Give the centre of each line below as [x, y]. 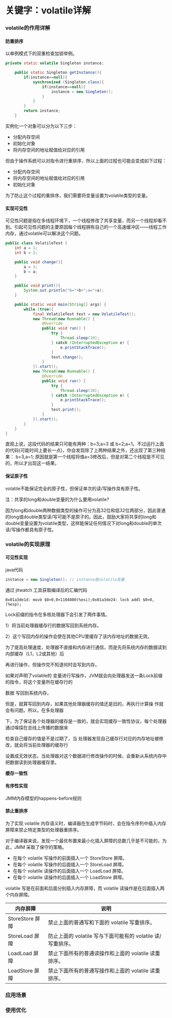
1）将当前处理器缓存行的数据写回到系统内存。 [53, 625]
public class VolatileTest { [36, 243]
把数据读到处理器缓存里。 [32, 762]
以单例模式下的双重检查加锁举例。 [41, 53]
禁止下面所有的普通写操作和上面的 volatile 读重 [104, 971]
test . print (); [66, 410]
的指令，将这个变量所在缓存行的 [39, 682]
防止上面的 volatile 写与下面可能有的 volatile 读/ [105, 936]
